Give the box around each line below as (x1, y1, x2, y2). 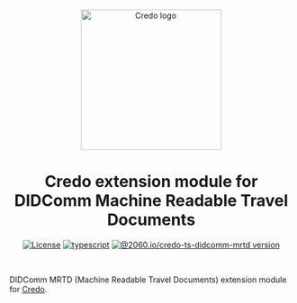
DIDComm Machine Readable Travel (13, 191, 289, 211)
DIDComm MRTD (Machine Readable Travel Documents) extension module (9, 274, 287, 285)
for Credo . (9, 283, 48, 294)
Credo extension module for (44, 172, 258, 192)
